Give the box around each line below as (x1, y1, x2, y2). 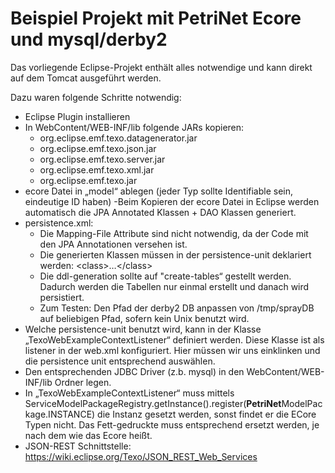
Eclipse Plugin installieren (24, 110, 131, 122)
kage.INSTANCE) (24, 408, 96, 420)
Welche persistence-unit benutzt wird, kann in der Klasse (24, 323, 262, 335)
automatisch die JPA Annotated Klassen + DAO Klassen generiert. (24, 206, 297, 218)
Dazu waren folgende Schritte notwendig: (10, 91, 182, 103)
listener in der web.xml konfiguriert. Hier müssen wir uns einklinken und (24, 344, 321, 356)
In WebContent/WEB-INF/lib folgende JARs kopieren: (24, 121, 245, 133)
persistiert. (39, 291, 85, 303)
